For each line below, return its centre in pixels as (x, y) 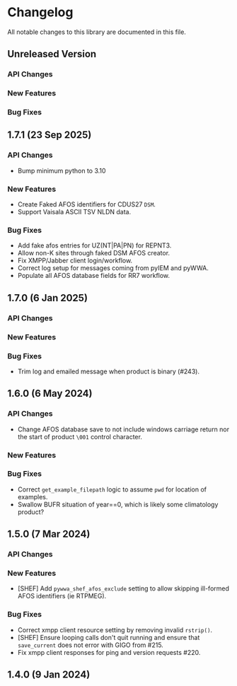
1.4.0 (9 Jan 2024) (49, 675)
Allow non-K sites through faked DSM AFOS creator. (94, 253)
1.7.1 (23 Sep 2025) (50, 135)
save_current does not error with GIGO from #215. (91, 645)
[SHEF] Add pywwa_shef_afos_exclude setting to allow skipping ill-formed (123, 588)
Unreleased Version (52, 54)
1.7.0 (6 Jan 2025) (48, 298)
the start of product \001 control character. (80, 436)
